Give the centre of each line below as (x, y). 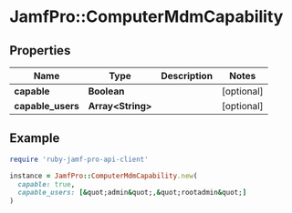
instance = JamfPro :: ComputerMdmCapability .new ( (104, 176)
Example (35, 138)
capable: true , (47, 184)
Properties (40, 51)
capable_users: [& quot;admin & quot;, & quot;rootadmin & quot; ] (132, 193)
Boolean (106, 91)
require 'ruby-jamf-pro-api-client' (79, 159)
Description (187, 76)
